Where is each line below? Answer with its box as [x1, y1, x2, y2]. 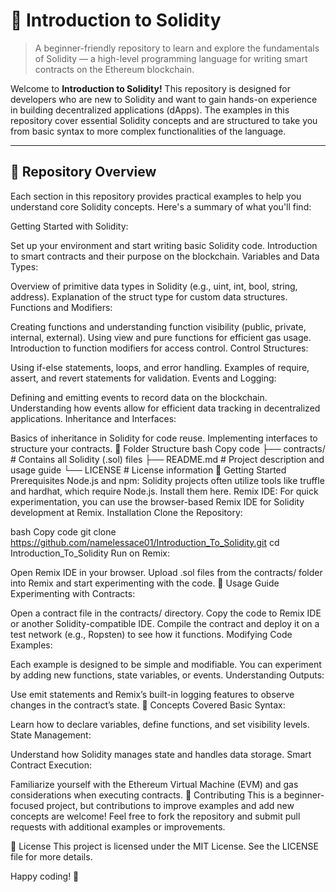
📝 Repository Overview [10, 164, 157, 181]
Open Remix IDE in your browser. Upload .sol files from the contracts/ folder [10, 566, 323, 578]
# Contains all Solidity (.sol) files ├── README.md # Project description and [10, 453, 325, 465]
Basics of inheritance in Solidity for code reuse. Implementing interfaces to [10, 432, 318, 444]
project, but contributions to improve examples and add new [46, 799, 295, 811]
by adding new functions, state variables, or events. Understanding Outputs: [10, 669, 325, 681]
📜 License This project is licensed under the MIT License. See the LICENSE [10, 840, 320, 852]
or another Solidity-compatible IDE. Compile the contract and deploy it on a [10, 617, 320, 629]
